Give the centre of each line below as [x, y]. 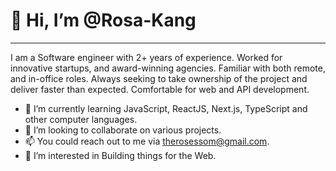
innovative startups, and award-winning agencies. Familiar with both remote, [168, 68]
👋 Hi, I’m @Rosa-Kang [103, 20]
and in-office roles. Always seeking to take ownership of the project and [159, 78]
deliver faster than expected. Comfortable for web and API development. [160, 89]
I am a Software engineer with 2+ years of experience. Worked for [146, 57]
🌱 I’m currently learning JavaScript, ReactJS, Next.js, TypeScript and [166, 108]
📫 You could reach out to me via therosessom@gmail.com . [147, 141]
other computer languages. [81, 119]
